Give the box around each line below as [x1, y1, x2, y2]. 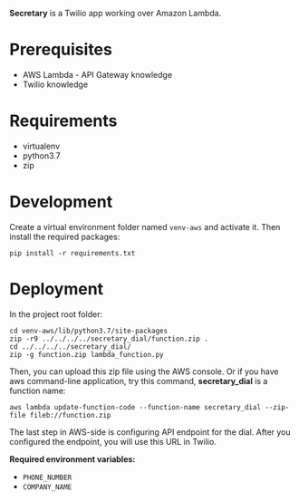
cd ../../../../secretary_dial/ [9, 342, 131, 352]
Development [9, 192, 113, 212]
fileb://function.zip [29, 410, 111, 419]
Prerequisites [9, 40, 113, 60]
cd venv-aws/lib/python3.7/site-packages [9, 326, 169, 335]
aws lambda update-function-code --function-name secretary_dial [9, 402, 261, 411]
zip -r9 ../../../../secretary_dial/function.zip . [9, 334, 208, 343]
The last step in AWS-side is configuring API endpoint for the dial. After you [9, 426, 292, 438]
